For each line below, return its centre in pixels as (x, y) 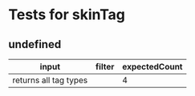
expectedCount (152, 67)
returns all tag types (50, 80)
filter (105, 67)
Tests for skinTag (67, 15)
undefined (35, 44)
